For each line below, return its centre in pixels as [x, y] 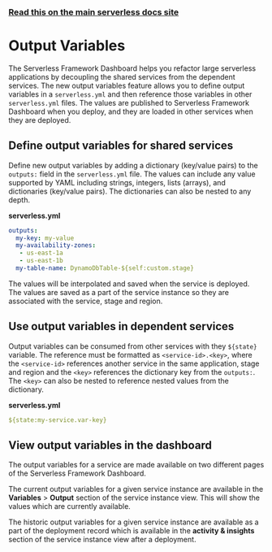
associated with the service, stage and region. [86, 301]
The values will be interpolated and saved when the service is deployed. [129, 284]
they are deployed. [40, 120]
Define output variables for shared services [121, 146]
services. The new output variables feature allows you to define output [127, 85]
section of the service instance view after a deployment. [102, 540]
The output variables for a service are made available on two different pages [136, 465]
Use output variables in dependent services [121, 326]
